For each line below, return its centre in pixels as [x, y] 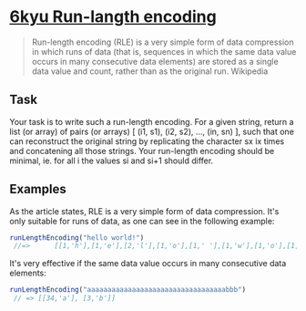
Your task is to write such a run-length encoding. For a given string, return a [152, 121]
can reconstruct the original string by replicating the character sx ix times [147, 141]
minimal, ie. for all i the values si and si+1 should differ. [112, 161]
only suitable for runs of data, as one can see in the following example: [142, 221]
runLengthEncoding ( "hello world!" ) [77, 238]
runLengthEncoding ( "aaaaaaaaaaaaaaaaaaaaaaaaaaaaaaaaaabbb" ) [128, 290]
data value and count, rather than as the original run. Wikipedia [150, 71]
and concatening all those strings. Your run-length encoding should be [142, 150]
